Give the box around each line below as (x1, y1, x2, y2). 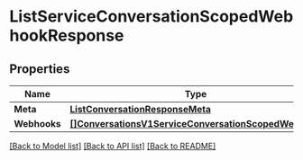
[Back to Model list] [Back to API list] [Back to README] (9, 141, 216, 151)
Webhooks (14, 118, 61, 129)
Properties (9, 61, 70, 76)
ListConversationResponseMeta (69, 103, 212, 115)
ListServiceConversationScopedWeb (9, 6, 294, 27)
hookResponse (9, 25, 124, 46)
